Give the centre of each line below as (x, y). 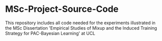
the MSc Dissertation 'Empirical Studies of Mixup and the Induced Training (81, 28)
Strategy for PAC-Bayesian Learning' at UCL (50, 33)
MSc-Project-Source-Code (62, 9)
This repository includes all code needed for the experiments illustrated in (81, 23)
